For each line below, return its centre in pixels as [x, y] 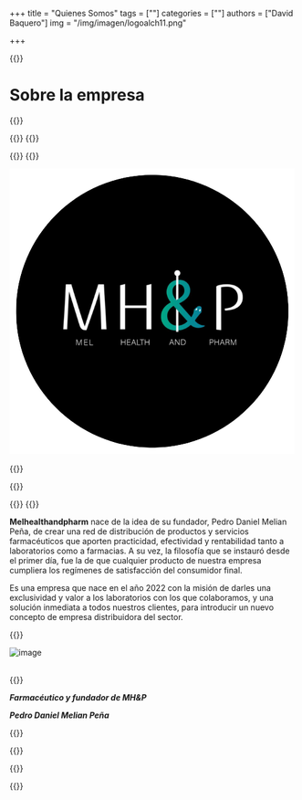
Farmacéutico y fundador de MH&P [78, 697]
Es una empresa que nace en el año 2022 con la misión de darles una [141, 587]
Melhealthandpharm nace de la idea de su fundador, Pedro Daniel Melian [148, 521]
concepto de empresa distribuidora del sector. [97, 616]
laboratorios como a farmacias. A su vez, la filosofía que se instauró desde [150, 551]
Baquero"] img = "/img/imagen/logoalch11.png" [98, 23]
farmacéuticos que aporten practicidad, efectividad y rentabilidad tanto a [147, 541]
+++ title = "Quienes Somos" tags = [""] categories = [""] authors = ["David [151, 13]
